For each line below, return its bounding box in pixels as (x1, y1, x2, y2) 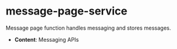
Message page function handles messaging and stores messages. (5, 24, 172, 31)
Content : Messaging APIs (14, 36, 79, 43)
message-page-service (5, 4, 128, 18)
